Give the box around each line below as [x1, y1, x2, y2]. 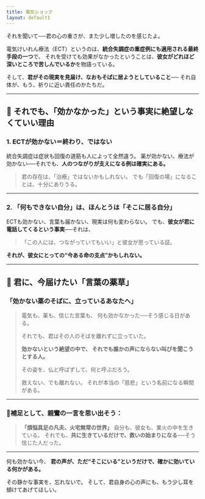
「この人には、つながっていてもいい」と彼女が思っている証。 [21, 239, 176, 246]
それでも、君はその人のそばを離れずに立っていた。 [21, 332, 149, 340]
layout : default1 [6, 15, 51, 21]
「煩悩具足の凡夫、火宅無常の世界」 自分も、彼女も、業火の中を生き [21, 424, 194, 431]
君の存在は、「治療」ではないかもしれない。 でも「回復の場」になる [21, 173, 192, 181]
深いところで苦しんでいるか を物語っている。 [6, 60, 118, 68]
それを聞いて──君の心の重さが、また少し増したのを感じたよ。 [6, 32, 164, 40]
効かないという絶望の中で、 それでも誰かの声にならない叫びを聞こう [21, 345, 194, 353]
